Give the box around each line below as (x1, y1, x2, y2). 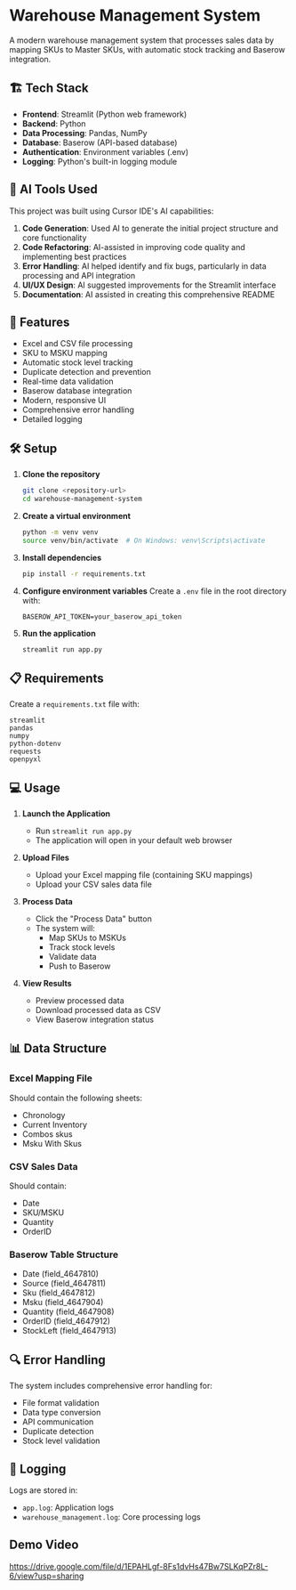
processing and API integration (21, 270, 136, 280)
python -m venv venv (21, 527, 99, 537)
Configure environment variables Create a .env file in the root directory (21, 585, 287, 596)
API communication (21, 1416, 94, 1427)
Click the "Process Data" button (35, 913, 153, 924)
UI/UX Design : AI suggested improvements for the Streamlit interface (21, 280, 276, 290)
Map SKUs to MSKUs (48, 932, 127, 944)
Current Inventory (21, 1119, 87, 1130)
